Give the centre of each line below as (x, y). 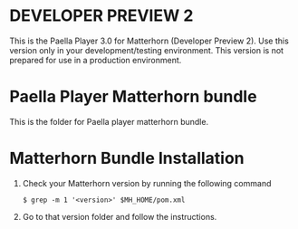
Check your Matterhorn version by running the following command (147, 183)
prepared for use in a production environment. (96, 60)
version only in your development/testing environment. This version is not (146, 50)
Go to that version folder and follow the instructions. (120, 216)
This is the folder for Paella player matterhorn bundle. (109, 121)
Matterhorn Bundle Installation (127, 158)
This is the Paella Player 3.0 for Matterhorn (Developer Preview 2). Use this (149, 41)
